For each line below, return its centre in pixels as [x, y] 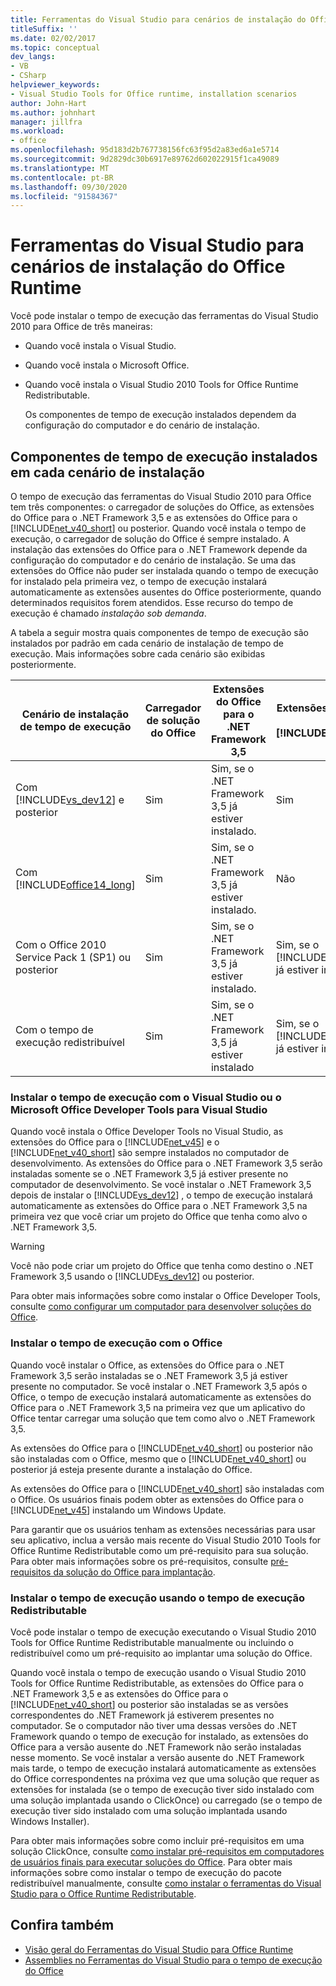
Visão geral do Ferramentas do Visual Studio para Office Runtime [159, 1949]
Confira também [62, 1925]
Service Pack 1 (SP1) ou [73, 957]
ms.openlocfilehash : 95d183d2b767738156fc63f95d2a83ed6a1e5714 [145, 150]
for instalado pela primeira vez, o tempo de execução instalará [139, 581]
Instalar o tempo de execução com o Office [116, 1343]
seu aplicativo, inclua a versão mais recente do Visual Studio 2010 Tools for [166, 1540]
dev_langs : [33, 57]
